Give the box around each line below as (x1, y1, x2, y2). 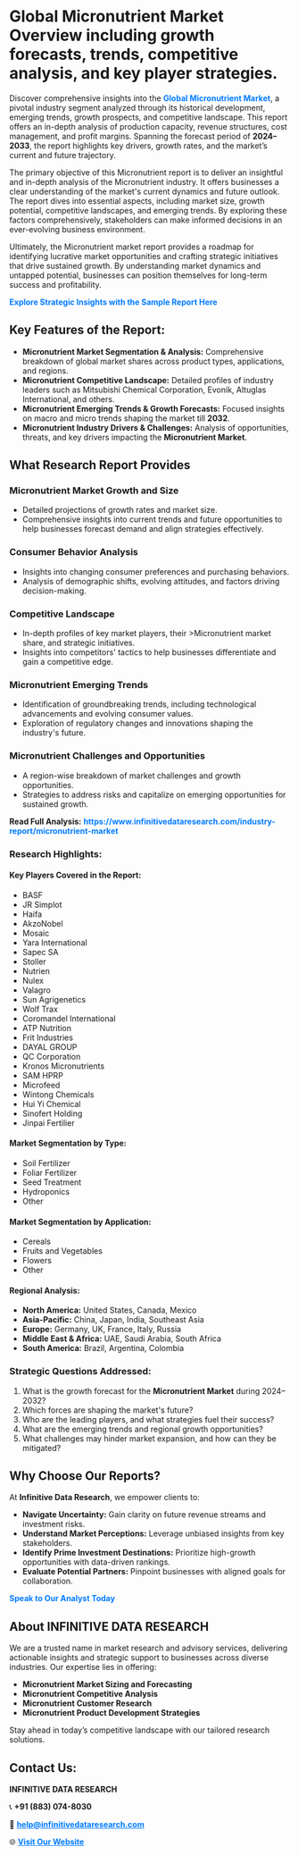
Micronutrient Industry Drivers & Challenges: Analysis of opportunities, (21, 422, 289, 432)
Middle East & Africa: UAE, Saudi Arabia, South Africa (21, 1333, 221, 1344)
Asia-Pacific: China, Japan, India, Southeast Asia (21, 1314, 205, 1325)
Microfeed (21, 1079, 61, 1090)
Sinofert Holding (21, 1108, 83, 1119)
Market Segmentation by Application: (9, 1216, 152, 1227)
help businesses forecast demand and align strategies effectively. (21, 524, 264, 534)
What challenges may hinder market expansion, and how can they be (21, 1432, 277, 1444)
